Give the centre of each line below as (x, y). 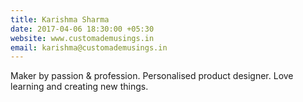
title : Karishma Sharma (60, 19)
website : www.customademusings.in (82, 38)
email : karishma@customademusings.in (89, 47)
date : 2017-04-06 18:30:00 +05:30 (82, 29)
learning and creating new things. (79, 87)
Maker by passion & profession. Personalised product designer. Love (152, 76)
